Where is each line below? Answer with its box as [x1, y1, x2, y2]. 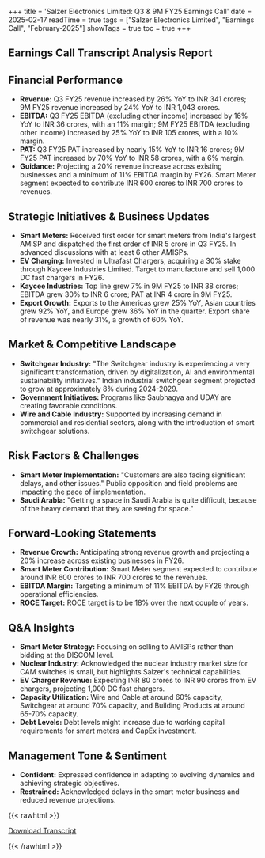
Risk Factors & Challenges [8, 449, 140, 462]
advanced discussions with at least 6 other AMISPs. [19, 248, 189, 257]
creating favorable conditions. [19, 401, 118, 410]
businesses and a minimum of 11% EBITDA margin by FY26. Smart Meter [19, 170, 256, 180]
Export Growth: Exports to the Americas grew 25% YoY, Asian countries [19, 298, 256, 308]
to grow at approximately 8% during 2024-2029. [19, 384, 179, 393]
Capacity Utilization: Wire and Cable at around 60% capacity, [19, 693, 223, 702]
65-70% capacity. [19, 709, 79, 719]
